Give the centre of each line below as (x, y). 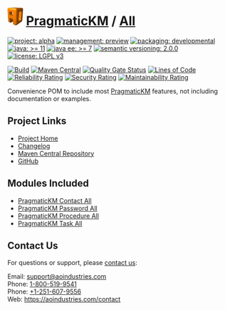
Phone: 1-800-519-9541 (42, 284)
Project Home (38, 138)
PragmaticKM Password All (57, 208)
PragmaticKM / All (81, 21)
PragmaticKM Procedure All (58, 216)
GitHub (28, 161)
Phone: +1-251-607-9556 (45, 291)
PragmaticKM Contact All (54, 200)
